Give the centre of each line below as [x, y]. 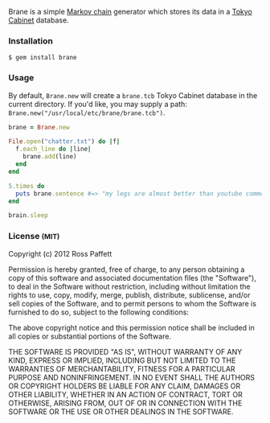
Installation [31, 41]
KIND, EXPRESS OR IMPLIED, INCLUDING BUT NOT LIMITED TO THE [122, 360]
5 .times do [27, 186]
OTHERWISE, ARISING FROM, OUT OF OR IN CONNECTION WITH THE [125, 403]
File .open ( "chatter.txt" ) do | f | [64, 142]
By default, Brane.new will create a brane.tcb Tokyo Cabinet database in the [133, 95]
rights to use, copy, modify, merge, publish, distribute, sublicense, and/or [129, 295]
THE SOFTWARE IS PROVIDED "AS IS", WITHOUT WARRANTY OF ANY [125, 351]
